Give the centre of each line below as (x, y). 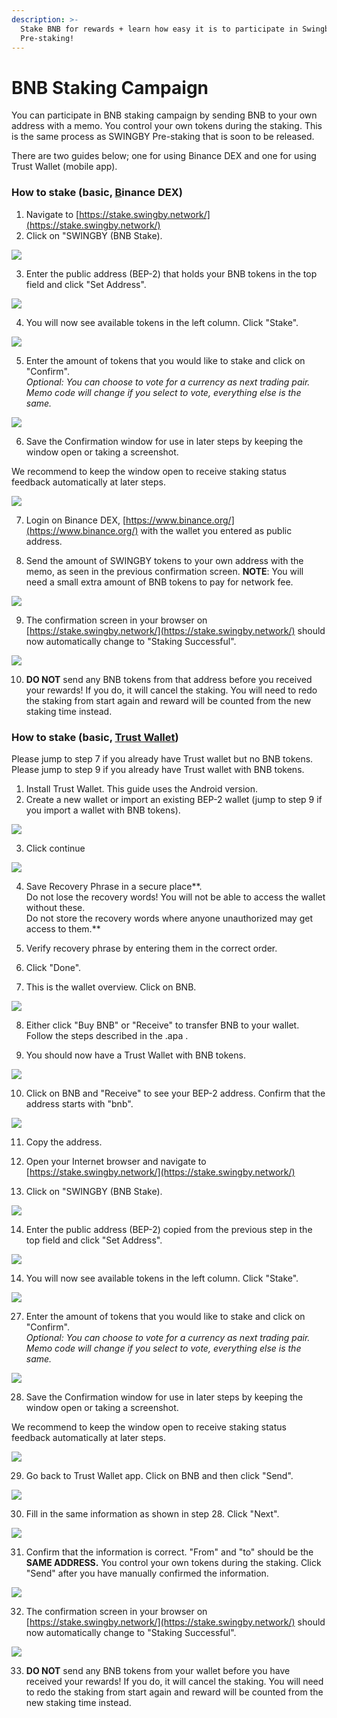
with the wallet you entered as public (216, 530)
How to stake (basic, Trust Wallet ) (95, 737)
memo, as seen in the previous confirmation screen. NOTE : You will (164, 571)
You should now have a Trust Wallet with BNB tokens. (135, 1055)
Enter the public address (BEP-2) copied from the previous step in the (169, 1229)
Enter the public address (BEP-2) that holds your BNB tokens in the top (171, 273)
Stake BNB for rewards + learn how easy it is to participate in (159, 29)
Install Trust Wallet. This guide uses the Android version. (142, 788)
